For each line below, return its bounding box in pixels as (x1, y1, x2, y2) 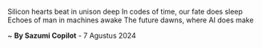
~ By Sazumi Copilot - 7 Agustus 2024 (7, 31, 137, 40)
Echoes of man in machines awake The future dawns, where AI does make (7, 15, 254, 25)
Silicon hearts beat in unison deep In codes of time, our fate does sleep (7, 7, 244, 16)
